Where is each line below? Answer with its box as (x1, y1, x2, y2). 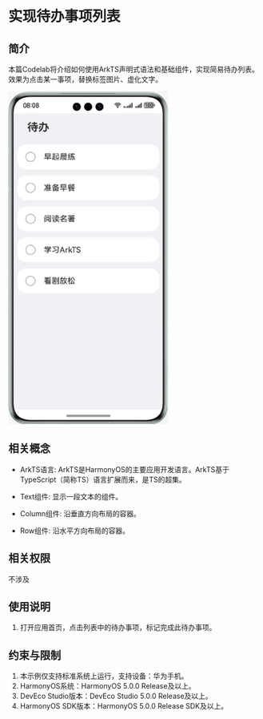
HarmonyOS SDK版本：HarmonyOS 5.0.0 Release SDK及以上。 (19, 701, 229, 711)
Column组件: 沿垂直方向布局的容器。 (19, 508, 141, 518)
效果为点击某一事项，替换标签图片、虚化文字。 (8, 75, 162, 84)
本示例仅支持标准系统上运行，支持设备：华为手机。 (19, 671, 189, 681)
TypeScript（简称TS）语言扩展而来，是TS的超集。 (19, 475, 186, 484)
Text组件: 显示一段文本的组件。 (19, 491, 123, 501)
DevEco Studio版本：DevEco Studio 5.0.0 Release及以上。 (19, 691, 213, 701)
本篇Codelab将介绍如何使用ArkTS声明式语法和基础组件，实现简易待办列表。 (8, 65, 260, 74)
